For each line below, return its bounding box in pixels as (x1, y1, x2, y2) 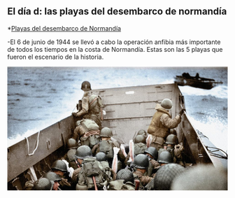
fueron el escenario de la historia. (7, 52, 104, 61)
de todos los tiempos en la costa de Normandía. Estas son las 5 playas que (7, 45, 223, 53)
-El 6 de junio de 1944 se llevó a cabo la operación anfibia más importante (7, 38, 221, 46)
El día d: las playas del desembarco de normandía (7, 6, 227, 17)
